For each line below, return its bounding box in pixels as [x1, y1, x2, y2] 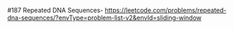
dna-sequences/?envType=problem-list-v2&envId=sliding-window [7, 13, 202, 22]
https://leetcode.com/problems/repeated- [105, 6, 227, 14]
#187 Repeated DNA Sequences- [7, 6, 104, 14]
